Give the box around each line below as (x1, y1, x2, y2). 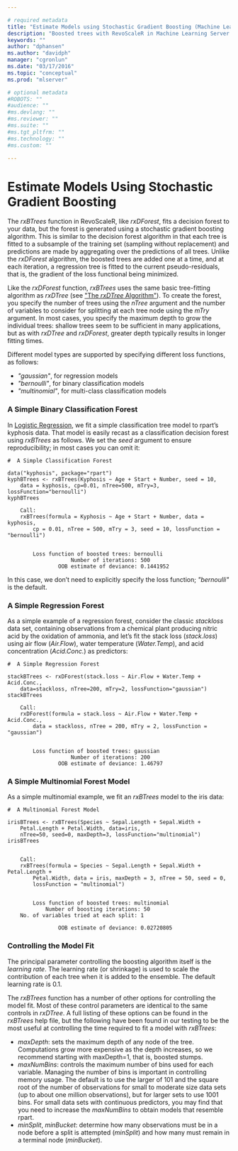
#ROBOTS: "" (7, 95, 42, 103)
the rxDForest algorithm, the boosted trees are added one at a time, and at (7, 255, 225, 264)
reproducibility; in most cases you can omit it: (7, 443, 140, 452)
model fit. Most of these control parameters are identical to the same (7, 1001, 208, 1010)
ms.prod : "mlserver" (7, 76, 69, 83)
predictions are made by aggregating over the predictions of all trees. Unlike (7, 247, 230, 256)
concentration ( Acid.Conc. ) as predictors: (7, 647, 128, 655)
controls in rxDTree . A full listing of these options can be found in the (7, 1008, 208, 1017)
